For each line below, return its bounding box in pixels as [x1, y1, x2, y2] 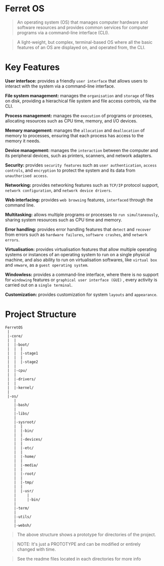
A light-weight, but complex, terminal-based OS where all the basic [17, 39, 153, 45]
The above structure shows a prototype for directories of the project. [17, 532, 156, 537]
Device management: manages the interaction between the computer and [5, 147, 158, 153]
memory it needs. [5, 138, 41, 144]
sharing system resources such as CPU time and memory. [5, 217, 122, 223]
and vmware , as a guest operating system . [5, 262, 89, 268]
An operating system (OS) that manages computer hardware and [17, 19, 148, 25]
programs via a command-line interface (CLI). [17, 30, 110, 35]
